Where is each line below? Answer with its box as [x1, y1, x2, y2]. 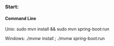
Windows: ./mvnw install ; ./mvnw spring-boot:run [5, 35, 105, 42]
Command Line [5, 15, 36, 21]
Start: [5, 3, 19, 10]
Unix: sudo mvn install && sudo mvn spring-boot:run [5, 26, 110, 32]
